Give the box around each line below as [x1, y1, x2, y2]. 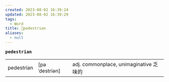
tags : [5, 16, 17, 21]
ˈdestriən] [38, 67, 61, 74]
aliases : [5, 30, 24, 35]
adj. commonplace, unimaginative [72, 60, 152, 67]
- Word [10, 21, 24, 26]
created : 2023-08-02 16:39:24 [5, 7, 69, 12]
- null [10, 35, 24, 40]
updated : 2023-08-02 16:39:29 [5, 12, 69, 17]
